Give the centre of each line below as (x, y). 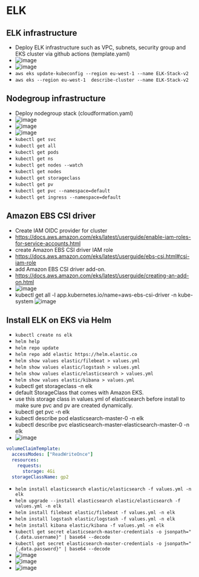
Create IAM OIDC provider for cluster (61, 230)
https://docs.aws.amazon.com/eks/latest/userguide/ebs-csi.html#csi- (102, 256)
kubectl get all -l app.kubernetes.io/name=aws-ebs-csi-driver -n (96, 295)
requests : (30, 466)
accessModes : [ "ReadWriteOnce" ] (53, 455)
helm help (28, 342)
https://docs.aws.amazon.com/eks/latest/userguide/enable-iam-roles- (103, 237)
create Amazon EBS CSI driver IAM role (64, 249)
